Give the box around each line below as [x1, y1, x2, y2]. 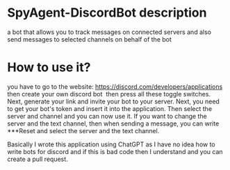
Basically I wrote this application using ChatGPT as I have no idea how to [7, 140, 215, 148]
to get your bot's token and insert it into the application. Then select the [7, 104, 213, 112]
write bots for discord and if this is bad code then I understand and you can [7, 147, 224, 155]
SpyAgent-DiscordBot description [7, 5, 207, 21]
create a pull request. [7, 155, 68, 163]
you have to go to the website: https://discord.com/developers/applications [7, 82, 223, 91]
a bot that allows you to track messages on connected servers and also [7, 28, 212, 36]
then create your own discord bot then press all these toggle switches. [7, 90, 211, 98]
